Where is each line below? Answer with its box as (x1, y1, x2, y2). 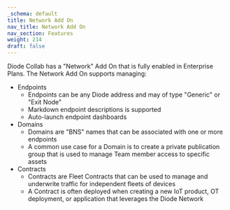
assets (27, 157, 48, 165)
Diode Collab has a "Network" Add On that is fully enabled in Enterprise (7, 62, 213, 70)
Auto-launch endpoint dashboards (27, 113, 127, 121)
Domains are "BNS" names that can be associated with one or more (27, 127, 224, 136)
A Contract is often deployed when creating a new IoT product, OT (27, 187, 220, 195)
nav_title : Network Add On (7, 23, 86, 30)
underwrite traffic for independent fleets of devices (27, 180, 176, 188)
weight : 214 (7, 36, 42, 43)
